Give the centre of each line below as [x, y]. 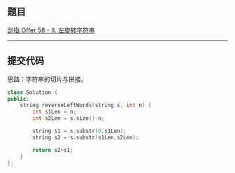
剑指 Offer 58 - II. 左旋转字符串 [51, 30]
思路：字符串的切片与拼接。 [47, 79]
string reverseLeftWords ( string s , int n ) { [86, 105]
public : [19, 99]
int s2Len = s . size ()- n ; [69, 118]
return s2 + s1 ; [53, 150]
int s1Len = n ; [55, 112]
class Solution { [33, 92]
